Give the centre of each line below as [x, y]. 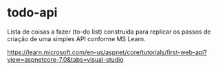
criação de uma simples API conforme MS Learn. [76, 38]
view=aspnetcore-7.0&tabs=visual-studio [65, 59]
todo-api [32, 13]
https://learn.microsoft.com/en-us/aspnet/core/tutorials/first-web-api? [107, 52]
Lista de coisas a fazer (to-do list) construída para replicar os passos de [109, 32]
